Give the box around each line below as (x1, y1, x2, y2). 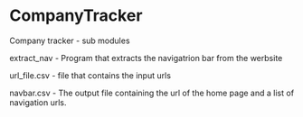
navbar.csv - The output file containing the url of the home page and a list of (9, 87, 295, 98)
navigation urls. (9, 96, 67, 108)
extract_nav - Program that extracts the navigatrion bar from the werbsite (9, 52, 283, 63)
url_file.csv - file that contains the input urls (9, 69, 172, 81)
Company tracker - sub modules (9, 35, 130, 46)
